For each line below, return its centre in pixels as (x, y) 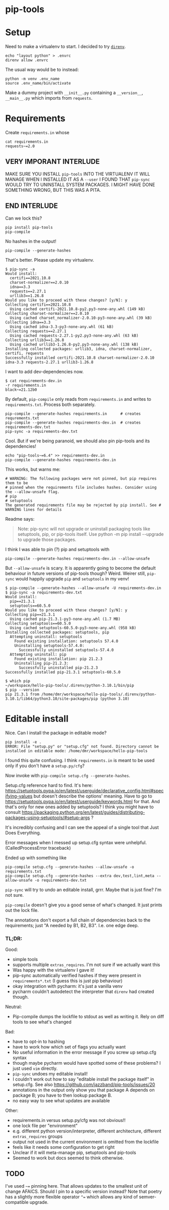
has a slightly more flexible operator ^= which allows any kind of (72, 1197)
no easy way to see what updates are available (61, 1100)
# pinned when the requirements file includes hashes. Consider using (81, 487)
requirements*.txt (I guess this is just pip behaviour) (67, 981)
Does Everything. (23, 832)
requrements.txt (22, 418)
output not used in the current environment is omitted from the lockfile (86, 1142)
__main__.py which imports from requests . (49, 98)
